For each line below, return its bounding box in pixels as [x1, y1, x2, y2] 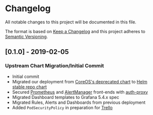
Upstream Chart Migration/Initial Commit [5, 62, 104, 69]
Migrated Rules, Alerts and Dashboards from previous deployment [12, 99, 146, 105]
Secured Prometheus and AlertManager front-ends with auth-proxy [12, 89, 148, 95]
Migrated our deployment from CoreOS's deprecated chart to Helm [12, 78, 148, 84]
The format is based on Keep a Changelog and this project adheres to [5, 28, 146, 34]
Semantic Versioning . [5, 34, 48, 39]
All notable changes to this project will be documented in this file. [5, 19, 137, 25]
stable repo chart [12, 84, 47, 90]
